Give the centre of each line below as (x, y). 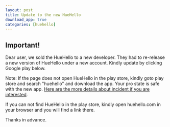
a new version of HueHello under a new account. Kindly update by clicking (84, 63)
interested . (17, 95)
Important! (22, 45)
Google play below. (26, 68)
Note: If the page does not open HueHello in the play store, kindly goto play (84, 78)
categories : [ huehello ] (31, 24)
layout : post (19, 10)
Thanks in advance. (26, 120)
